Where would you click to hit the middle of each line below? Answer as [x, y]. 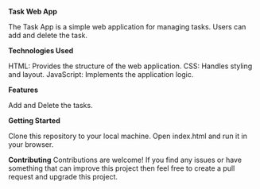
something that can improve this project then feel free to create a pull [122, 168]
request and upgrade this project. [63, 177]
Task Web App [33, 12]
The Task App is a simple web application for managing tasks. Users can [127, 27]
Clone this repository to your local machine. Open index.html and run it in [128, 136]
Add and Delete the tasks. [50, 105]
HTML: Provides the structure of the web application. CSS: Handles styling [130, 66]
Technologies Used [41, 50]
